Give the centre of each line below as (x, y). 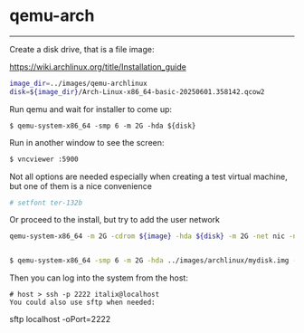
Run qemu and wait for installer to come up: (91, 109)
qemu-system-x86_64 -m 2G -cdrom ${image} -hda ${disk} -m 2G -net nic (147, 236)
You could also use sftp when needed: (82, 303)
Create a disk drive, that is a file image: (82, 49)
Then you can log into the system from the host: (99, 278)
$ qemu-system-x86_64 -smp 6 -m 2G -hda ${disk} (103, 126)
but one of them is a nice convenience (81, 186)
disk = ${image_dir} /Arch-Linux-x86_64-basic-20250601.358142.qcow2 (137, 91)
